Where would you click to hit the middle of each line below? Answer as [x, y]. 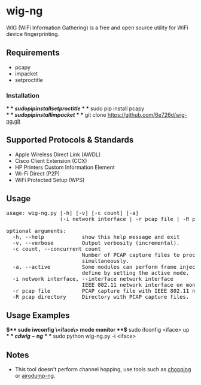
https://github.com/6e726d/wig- [147, 115]
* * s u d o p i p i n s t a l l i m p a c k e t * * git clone [56, 115]
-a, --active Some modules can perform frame [95, 267]
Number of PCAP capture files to [131, 255]
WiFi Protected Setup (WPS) [50, 180]
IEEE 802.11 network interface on [133, 285]
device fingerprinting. [33, 34]
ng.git [13, 122]
